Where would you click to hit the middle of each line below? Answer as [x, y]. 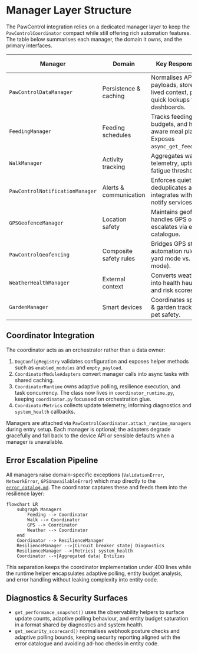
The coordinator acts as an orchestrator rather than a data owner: [86, 350]
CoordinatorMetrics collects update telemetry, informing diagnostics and [103, 405]
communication [124, 194]
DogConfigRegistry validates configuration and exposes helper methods [102, 361]
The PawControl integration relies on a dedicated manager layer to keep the [98, 27]
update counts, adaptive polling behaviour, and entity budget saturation [101, 619]
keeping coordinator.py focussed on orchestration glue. [83, 399]
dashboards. [168, 107]
